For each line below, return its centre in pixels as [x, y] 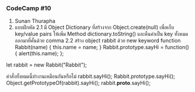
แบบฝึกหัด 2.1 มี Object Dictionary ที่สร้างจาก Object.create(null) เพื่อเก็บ [94, 27]
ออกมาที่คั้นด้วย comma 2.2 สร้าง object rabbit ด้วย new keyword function [98, 41]
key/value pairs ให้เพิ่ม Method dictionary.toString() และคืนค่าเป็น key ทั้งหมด [101, 34]
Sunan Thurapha [35, 21]
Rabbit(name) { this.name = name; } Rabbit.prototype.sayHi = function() [102, 47]
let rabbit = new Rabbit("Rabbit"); [47, 65]
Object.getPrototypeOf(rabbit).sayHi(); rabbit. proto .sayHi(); [78, 83]
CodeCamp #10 [29, 8]
